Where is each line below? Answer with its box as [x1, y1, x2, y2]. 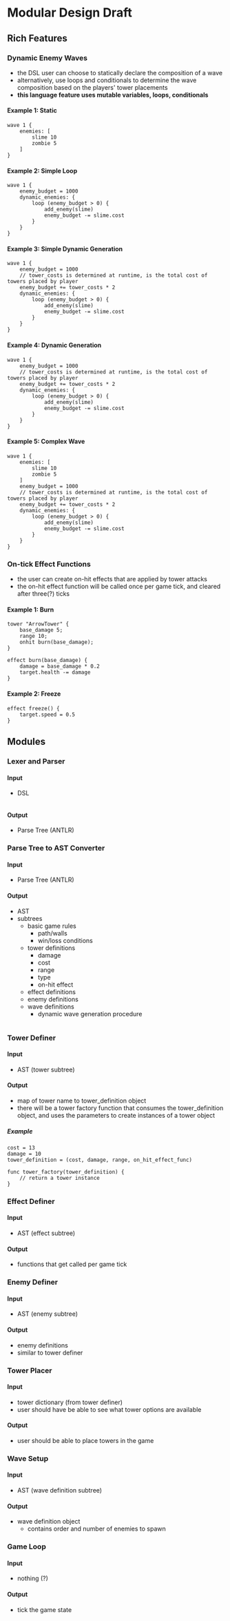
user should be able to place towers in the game [17, 1436, 154, 1444]
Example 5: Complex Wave [7, 437, 85, 446]
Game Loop [7, 1542, 46, 1551]
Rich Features [7, 32, 67, 44]
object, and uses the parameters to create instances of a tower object [17, 1111, 216, 1119]
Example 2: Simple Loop [7, 166, 78, 175]
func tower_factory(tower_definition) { [7, 1168, 125, 1175]
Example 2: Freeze [7, 689, 61, 698]
